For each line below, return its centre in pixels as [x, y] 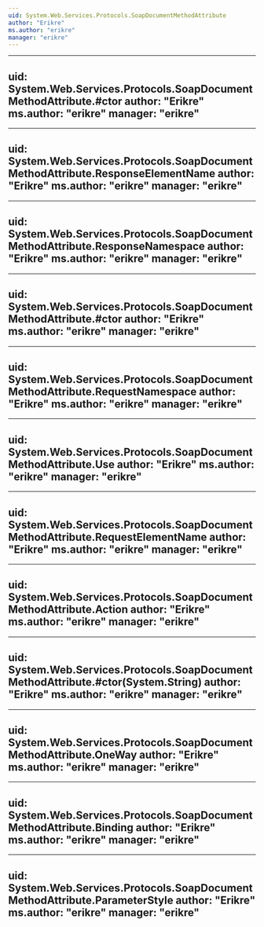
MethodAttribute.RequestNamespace [103, 391]
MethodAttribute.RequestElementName [108, 537]
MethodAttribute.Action [68, 610]
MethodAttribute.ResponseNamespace [107, 246]
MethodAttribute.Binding [71, 828]
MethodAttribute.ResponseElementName [112, 174]
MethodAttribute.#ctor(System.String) [105, 682]
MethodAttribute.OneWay [73, 754]
